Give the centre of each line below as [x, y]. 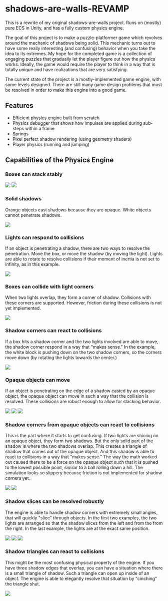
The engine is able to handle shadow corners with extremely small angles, [81, 512]
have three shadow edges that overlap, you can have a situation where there [84, 568]
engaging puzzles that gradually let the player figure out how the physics [80, 59]
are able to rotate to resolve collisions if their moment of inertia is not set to [82, 259]
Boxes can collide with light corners [49, 286]
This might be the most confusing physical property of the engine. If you [80, 562]
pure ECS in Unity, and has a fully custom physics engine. [64, 28]
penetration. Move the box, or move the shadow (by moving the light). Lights [84, 254]
